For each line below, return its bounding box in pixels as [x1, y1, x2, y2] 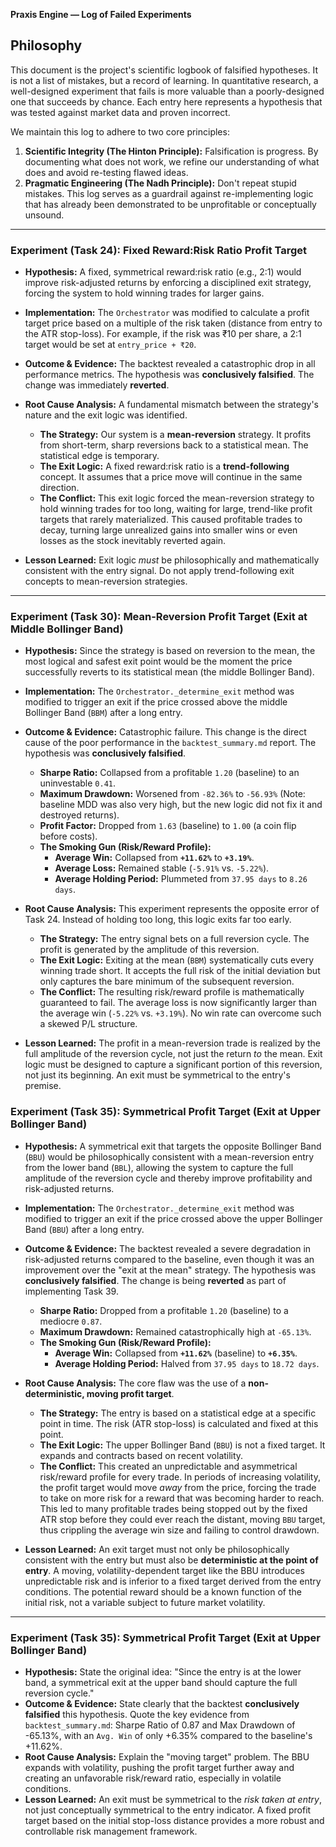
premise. [24, 1080, 62, 1092]
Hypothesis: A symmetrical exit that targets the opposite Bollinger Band [24, 1140, 322, 1152]
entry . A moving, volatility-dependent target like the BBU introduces [24, 1564, 306, 1576]
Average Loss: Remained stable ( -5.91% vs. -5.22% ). [54, 862, 270, 874]
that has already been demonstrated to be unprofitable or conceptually [24, 198, 317, 210]
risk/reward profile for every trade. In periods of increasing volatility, [39, 1470, 321, 1483]
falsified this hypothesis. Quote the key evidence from [24, 1709, 250, 1720]
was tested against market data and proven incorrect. [10, 106, 231, 118]
